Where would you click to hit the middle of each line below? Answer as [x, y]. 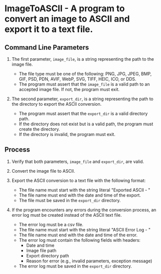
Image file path [41, 251]
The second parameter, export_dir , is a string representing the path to [82, 99]
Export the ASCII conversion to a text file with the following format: [79, 180]
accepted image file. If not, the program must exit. [69, 89]
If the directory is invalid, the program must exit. [67, 134]
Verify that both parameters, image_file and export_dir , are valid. [78, 161]
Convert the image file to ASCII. [43, 171]
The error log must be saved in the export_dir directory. [75, 266]
